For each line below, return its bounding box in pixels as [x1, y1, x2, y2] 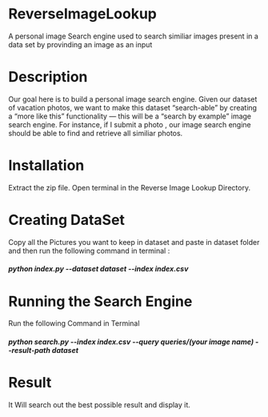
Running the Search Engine [8, 292, 193, 311]
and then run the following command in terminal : [8, 246, 170, 255]
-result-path [8, 345, 50, 355]
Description [8, 68, 88, 86]
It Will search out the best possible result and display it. [8, 399, 190, 409]
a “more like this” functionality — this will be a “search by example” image [8, 111, 252, 121]
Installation [8, 157, 85, 174]
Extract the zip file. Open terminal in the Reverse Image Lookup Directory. [8, 182, 250, 192]
